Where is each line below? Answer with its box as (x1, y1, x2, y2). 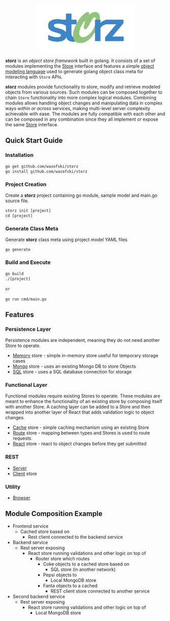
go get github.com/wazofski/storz (5, 164, 79, 169)
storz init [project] (5, 208, 51, 213)
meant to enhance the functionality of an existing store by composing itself (5, 398, 162, 404)
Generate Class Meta (5, 225, 59, 232)
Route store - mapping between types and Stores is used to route (12, 430, 150, 436)
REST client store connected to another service (50, 588, 150, 594)
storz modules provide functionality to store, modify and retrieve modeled (5, 84, 160, 90)
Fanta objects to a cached (43, 582, 98, 588)
